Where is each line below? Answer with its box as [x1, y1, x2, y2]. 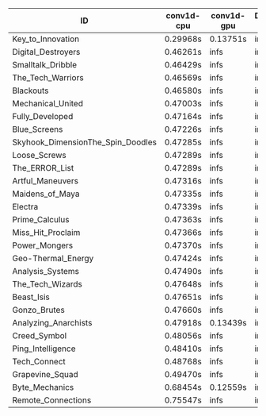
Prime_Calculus [12, 214, 70, 225]
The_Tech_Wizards [12, 279, 83, 289]
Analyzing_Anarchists [12, 318, 93, 328]
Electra [12, 202, 39, 212]
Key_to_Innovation [12, 33, 80, 44]
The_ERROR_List [12, 163, 74, 173]
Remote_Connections [12, 395, 92, 406]
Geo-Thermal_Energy [12, 253, 94, 264]
